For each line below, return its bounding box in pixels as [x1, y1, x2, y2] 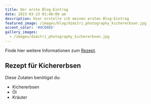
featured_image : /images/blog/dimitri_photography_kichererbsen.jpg [5, 20, 147, 26]
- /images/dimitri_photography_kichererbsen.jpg [9, 35, 110, 39]
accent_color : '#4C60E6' [5, 25, 55, 30]
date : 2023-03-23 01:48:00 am [5, 12, 67, 17]
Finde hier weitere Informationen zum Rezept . [5, 47, 96, 53]
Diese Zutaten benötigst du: [5, 74, 61, 80]
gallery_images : [5, 30, 38, 35]
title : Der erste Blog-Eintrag [5, 7, 68, 12]
